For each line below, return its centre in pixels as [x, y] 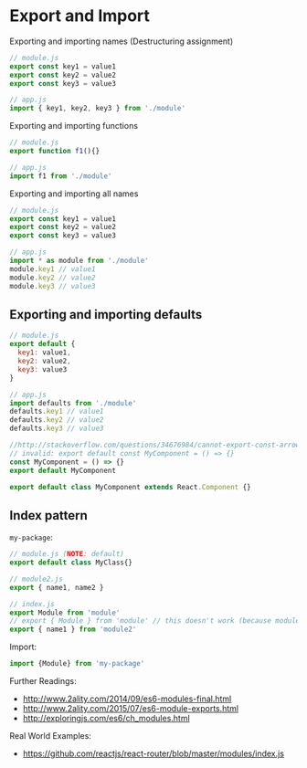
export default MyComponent [63, 470]
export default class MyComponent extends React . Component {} [130, 487]
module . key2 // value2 [53, 278]
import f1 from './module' [61, 176]
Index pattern [49, 516]
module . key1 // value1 [53, 269]
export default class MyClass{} [71, 563]
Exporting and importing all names [74, 194]
